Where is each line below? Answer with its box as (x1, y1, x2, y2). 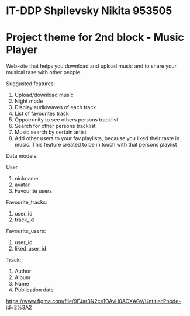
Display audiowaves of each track (14, 104, 96, 111)
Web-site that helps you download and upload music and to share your (6, 62, 177, 70)
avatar (14, 181, 30, 188)
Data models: (6, 152, 38, 159)
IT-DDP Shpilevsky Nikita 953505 (6, 4, 172, 18)
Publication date (14, 286, 54, 293)
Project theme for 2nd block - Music (6, 31, 184, 44)
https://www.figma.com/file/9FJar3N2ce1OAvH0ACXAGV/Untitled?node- (6, 298, 181, 305)
